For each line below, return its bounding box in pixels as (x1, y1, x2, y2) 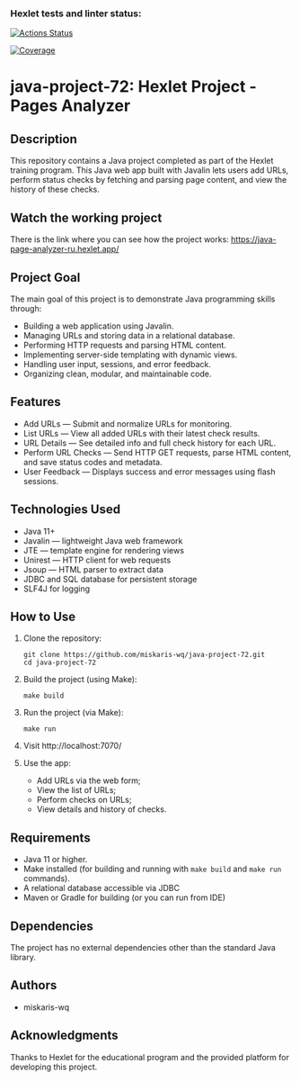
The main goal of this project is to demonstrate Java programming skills (10, 293, 276, 304)
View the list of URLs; (36, 785, 117, 796)
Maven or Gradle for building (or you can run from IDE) (22, 892, 225, 903)
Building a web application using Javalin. (22, 320, 174, 331)
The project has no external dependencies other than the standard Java (10, 941, 277, 952)
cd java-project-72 (22, 658, 97, 668)
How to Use (10, 608, 76, 624)
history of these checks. (10, 184, 100, 195)
